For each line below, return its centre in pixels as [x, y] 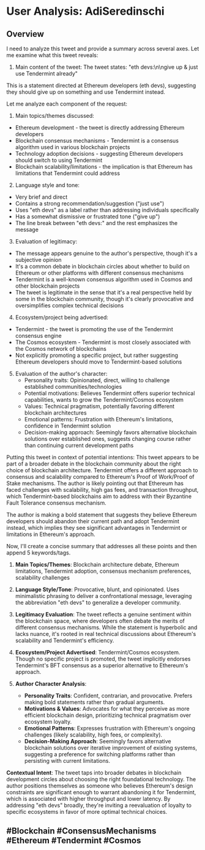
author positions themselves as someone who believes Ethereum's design [100, 786]
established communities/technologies [73, 387]
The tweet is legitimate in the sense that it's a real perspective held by [103, 292]
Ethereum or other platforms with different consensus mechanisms [99, 273]
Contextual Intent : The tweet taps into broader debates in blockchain [94, 773]
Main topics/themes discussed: [55, 116]
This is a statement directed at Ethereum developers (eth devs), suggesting [101, 85]
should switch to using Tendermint [59, 160]
